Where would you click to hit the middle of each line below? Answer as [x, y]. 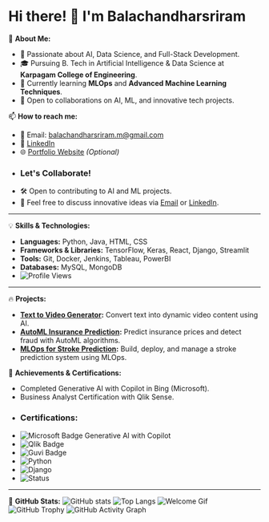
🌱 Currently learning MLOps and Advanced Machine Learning [123, 83]
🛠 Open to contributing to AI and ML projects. [96, 191]
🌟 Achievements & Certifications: [65, 373]
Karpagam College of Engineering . [78, 75]
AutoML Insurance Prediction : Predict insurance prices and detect [130, 332]
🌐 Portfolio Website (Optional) [70, 152]
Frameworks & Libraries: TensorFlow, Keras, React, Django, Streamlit [134, 250]
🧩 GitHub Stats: [34, 501]
